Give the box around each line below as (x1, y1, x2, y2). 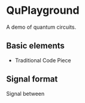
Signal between (6, 90, 45, 97)
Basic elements (6, 41, 65, 51)
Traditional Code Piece (14, 56, 71, 63)
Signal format (6, 74, 58, 84)
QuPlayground (6, 4, 80, 17)
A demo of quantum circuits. (6, 23, 77, 31)
